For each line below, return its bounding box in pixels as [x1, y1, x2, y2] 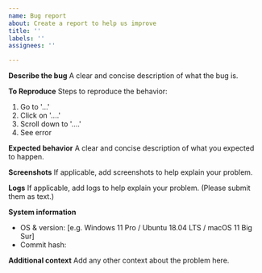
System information [8, 207, 77, 217]
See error [19, 128, 52, 138]
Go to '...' [19, 102, 50, 112]
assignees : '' [8, 42, 56, 50]
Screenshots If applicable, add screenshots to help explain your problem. [8, 168, 253, 177]
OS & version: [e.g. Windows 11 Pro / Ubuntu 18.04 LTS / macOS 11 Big [19, 223, 252, 233]
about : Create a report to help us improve [8, 19, 157, 27]
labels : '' [8, 34, 45, 43]
